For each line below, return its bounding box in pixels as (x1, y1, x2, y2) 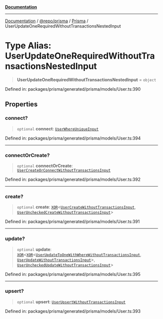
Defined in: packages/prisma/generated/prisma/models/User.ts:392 (5, 176, 141, 182)
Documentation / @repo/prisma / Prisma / (5, 18, 89, 24)
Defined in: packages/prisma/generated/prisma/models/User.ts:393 (5, 308, 141, 314)
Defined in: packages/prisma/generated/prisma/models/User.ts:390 (5, 86, 141, 92)
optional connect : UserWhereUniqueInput (16, 126, 99, 131)
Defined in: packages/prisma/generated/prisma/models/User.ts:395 (5, 271, 141, 277)
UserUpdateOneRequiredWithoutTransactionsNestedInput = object (16, 77, 157, 82)
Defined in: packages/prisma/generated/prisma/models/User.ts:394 (5, 135, 141, 141)
